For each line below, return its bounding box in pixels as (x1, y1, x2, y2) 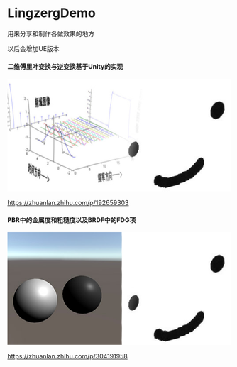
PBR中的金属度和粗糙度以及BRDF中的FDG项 (7, 215, 136, 224)
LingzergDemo (7, 5, 96, 21)
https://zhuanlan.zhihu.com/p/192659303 (7, 199, 129, 207)
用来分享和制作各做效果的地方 (7, 29, 94, 38)
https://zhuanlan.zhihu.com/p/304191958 (7, 352, 128, 361)
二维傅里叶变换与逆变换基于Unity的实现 (7, 62, 123, 70)
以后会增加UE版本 (7, 44, 60, 53)
